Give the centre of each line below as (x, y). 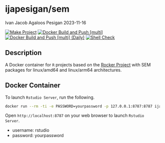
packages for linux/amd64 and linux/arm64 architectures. (63, 70)
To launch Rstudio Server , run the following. (50, 97)
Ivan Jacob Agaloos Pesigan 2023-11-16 (46, 23)
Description (23, 53)
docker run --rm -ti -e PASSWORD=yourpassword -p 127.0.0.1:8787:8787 (79, 106)
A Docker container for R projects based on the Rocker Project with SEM (78, 64)
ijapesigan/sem (37, 9)
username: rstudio (31, 130)
